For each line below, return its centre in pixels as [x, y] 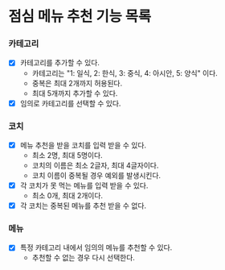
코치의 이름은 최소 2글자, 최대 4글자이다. [95, 165]
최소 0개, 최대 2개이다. [67, 196]
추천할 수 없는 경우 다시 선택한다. [83, 258]
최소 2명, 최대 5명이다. [67, 155]
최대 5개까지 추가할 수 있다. [75, 93]
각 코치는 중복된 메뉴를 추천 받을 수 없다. [83, 206]
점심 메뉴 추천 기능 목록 [80, 17]
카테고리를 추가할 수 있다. [60, 63]
